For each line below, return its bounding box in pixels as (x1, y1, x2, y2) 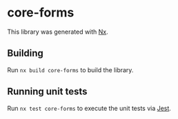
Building (7, 47, 43, 59)
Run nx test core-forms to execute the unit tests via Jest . (7, 104, 171, 112)
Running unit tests (7, 86, 88, 98)
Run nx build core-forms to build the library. (7, 65, 134, 74)
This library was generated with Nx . (7, 28, 108, 36)
